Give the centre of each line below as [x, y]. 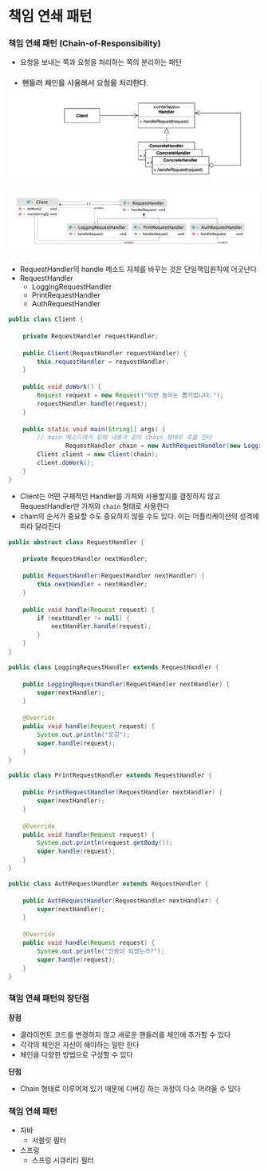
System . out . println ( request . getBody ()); [105, 843]
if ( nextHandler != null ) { [83, 618]
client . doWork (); [65, 463]
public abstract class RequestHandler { [77, 542]
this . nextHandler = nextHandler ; [93, 585]
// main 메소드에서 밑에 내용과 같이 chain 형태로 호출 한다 [125, 438]
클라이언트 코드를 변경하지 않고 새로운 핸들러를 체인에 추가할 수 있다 [125, 1034]
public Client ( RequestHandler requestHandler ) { [105, 353]
